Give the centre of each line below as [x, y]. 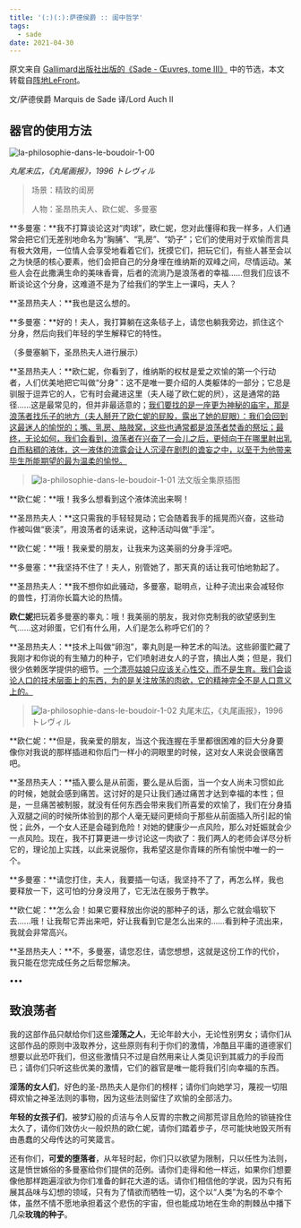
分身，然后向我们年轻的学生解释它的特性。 [88, 333]
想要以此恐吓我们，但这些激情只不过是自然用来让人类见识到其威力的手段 [142, 1056]
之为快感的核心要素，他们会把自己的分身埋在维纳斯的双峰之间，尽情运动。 [146, 262]
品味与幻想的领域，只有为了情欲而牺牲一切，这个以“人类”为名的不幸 [150, 1191]
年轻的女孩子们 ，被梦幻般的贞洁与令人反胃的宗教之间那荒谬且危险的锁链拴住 [150, 1117]
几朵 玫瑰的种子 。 [41, 1214]
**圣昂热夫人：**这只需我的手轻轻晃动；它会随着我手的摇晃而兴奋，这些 [143, 518]
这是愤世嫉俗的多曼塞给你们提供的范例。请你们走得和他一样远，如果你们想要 [150, 1169]
